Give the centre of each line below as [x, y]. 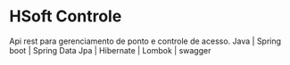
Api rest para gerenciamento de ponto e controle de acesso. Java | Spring [145, 41]
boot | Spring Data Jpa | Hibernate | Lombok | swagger [110, 50]
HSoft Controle [66, 16]
